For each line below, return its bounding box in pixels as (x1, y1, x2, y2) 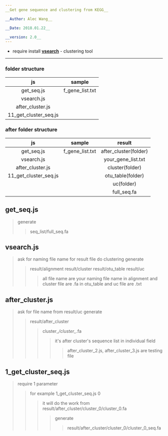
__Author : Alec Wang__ (5, 16, 52, 22)
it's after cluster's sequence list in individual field (54, 338, 156, 344)
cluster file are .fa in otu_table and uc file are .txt (42, 281, 142, 287)
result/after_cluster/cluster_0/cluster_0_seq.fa (67, 425, 161, 431)
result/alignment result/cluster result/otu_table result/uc (29, 266, 145, 272)
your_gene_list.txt (103, 156, 145, 163)
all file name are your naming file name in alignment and (42, 276, 158, 282)
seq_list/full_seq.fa (29, 229, 68, 235)
